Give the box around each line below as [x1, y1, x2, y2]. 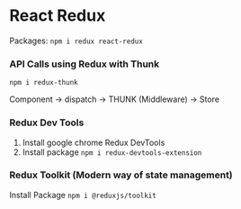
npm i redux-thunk [9, 78, 78, 87]
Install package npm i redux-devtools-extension [22, 146, 202, 158]
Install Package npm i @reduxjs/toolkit [9, 189, 157, 200]
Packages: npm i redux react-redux [9, 35, 144, 46]
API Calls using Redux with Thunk [9, 58, 160, 70]
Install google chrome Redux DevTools [22, 137, 165, 148]
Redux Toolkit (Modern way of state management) [9, 168, 234, 181]
